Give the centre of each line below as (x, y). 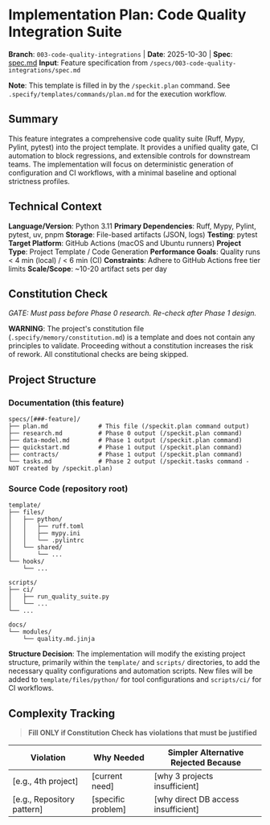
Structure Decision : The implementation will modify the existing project (127, 654)
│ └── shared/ (35, 548)
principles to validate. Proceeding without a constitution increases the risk (131, 346)
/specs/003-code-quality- (193, 63)
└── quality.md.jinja (59, 639)
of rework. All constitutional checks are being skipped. (98, 355)
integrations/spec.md (45, 70)
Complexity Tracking (62, 713)
